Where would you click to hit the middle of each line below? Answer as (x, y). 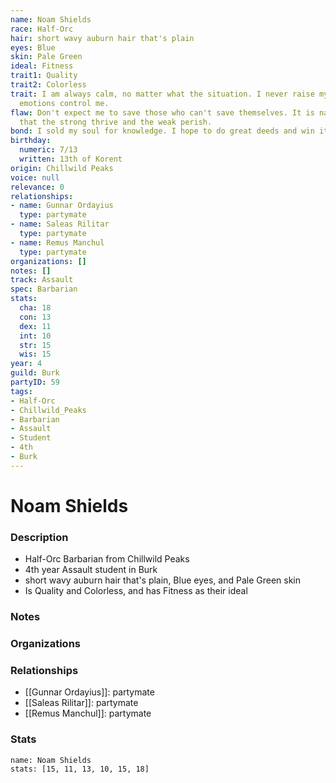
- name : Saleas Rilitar (60, 224)
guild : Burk (35, 373)
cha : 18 (35, 308)
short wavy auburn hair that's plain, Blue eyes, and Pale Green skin (162, 580)
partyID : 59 (35, 382)
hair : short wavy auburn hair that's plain (102, 38)
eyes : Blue (33, 47)
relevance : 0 (37, 187)
